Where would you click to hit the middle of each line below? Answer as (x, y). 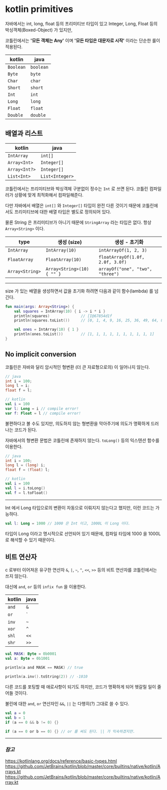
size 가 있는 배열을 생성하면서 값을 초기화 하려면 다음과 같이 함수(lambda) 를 (79, 291)
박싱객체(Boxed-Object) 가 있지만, (39, 30)
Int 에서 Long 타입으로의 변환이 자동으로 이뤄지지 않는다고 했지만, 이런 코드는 (80, 508)
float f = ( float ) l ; (28, 470)
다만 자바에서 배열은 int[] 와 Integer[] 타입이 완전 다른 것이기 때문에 (73, 205)
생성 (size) (70, 242)
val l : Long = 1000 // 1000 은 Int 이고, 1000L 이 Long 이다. (68, 523)
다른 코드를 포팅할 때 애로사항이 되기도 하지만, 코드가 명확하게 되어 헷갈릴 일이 (81, 687)
